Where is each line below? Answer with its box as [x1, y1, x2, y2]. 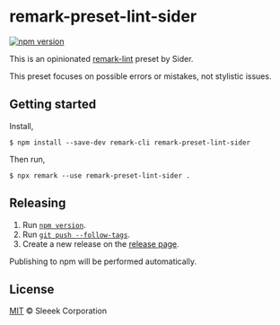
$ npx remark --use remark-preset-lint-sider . [9, 171, 191, 180]
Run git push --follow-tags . [22, 229, 130, 240]
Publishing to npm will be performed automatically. [9, 256, 197, 267]
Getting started [9, 97, 97, 112]
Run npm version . [22, 219, 87, 230]
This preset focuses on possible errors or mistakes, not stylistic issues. [9, 70, 272, 82]
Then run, [9, 154, 46, 164]
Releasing [9, 196, 66, 211]
